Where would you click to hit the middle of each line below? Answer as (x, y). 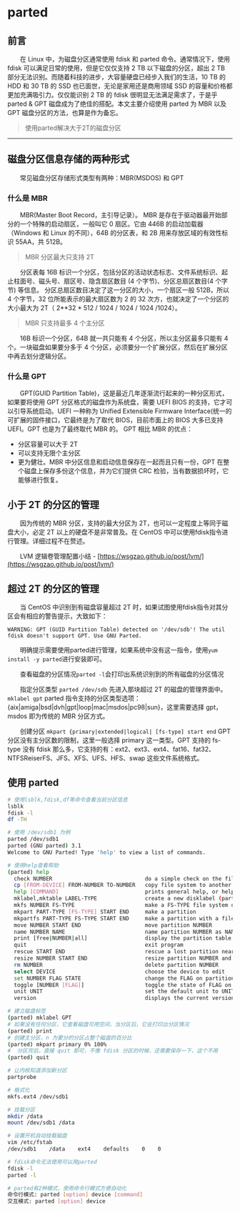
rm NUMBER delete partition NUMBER (116, 965)
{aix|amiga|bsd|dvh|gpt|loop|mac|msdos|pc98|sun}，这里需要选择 (106, 707)
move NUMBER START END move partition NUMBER (113, 925)
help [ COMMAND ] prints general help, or (116, 892)
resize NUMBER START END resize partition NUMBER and (123, 958)
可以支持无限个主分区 (49, 453)
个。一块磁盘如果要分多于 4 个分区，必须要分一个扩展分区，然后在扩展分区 (117, 347)
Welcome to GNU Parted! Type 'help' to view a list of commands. (106, 852)
